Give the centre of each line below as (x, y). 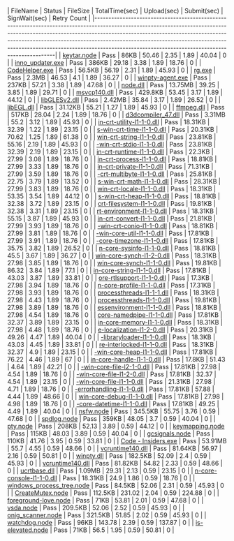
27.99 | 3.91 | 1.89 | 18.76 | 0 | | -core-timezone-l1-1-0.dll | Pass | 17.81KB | (113, 240)
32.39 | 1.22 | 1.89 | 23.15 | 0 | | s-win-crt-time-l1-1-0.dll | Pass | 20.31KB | (113, 129)
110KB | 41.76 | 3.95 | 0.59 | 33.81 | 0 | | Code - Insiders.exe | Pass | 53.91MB (117, 441)
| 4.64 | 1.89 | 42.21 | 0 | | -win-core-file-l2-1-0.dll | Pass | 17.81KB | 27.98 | (114, 367)
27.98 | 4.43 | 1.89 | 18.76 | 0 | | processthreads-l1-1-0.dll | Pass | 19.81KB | (114, 300)
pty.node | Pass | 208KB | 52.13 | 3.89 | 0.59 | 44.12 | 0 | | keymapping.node (116, 426)
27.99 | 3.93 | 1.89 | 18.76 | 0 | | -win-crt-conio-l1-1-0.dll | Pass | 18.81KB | (112, 226)
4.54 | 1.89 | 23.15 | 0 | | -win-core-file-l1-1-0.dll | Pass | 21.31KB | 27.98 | (111, 381)
